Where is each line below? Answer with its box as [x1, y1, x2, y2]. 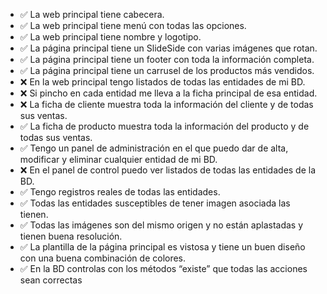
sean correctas [19, 274, 83, 286]
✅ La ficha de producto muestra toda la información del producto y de [19, 120, 310, 132]
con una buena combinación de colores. [19, 252, 187, 264]
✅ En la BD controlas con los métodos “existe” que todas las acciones [19, 263, 308, 274]
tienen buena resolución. [19, 230, 123, 242]
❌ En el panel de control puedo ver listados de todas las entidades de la [19, 164, 317, 176]
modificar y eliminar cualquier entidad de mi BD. [19, 154, 218, 165]
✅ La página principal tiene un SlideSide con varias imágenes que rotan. [19, 42, 318, 54]
